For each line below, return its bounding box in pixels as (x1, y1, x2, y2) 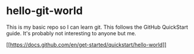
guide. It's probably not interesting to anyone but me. (6, 29, 137, 36)
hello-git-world (6, 4, 83, 18)
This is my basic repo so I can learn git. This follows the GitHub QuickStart (6, 23, 189, 31)
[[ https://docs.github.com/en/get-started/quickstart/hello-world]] (6, 41, 167, 48)
